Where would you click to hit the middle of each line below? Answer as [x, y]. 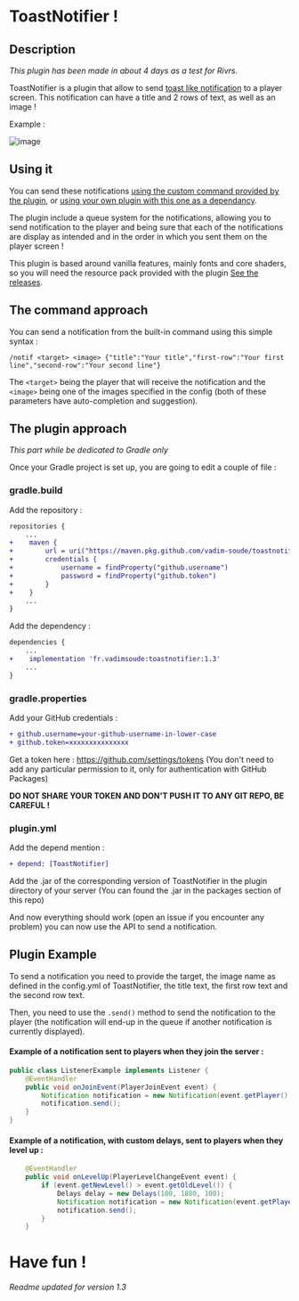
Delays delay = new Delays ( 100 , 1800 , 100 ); [141, 1193]
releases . [26, 282]
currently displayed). [47, 1031]
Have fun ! [48, 1262]
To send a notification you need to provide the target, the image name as [142, 976]
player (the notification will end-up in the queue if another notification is [141, 1021]
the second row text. [47, 994]
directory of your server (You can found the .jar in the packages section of [145, 890]
